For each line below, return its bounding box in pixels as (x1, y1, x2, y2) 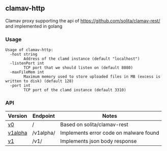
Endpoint (32, 112, 55, 119)
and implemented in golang (5, 23, 63, 29)
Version (8, 112, 27, 119)
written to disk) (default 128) (5, 79, 74, 84)
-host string (10, 52, 38, 57)
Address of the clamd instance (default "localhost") (23, 56, 140, 62)
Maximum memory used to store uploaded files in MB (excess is (23, 74, 160, 80)
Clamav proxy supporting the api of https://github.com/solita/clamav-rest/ (5, 17, 160, 23)
